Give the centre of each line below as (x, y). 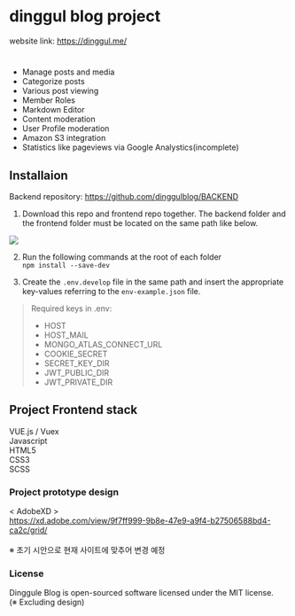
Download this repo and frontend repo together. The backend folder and (154, 214)
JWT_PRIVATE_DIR (78, 382)
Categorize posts (54, 82)
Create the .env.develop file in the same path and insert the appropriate (153, 282)
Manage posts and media (68, 72)
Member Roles (48, 100)
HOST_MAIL (66, 335)
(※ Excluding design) (47, 602)
